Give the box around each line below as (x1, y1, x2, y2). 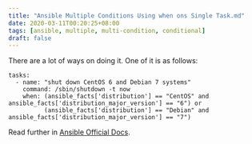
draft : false (8, 34, 52, 42)
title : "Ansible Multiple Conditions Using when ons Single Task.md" (8, 11, 246, 20)
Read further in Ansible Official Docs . (8, 127, 130, 137)
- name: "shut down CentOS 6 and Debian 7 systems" (15, 78, 192, 86)
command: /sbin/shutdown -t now (22, 86, 130, 94)
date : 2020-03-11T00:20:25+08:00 (8, 19, 120, 27)
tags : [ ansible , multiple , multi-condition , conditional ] (8, 26, 206, 34)
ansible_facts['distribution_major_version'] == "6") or (8, 99, 202, 108)
